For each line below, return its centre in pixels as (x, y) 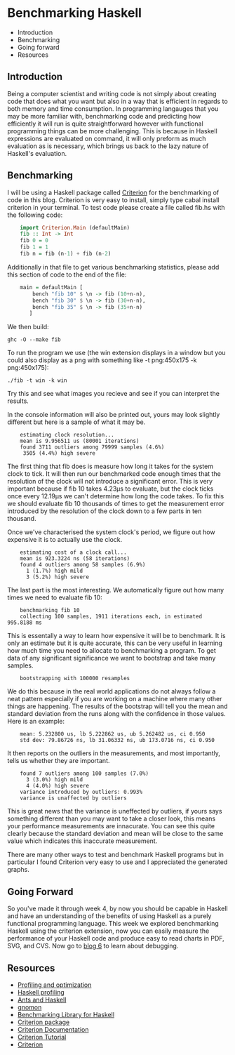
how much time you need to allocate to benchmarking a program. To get (112, 651)
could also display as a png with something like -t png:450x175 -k (102, 360)
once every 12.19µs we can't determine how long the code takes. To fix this (116, 496)
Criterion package (43, 1022)
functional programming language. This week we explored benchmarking (113, 924)
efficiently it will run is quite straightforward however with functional (105, 124)
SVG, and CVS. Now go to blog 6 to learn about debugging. (93, 946)
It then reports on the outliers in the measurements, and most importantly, (114, 753)
